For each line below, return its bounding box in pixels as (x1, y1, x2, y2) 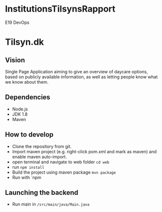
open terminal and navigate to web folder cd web (12, 159, 110, 165)
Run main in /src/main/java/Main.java (12, 201, 90, 207)
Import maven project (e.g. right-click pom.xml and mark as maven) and (12, 148, 157, 154)
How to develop (5, 130, 54, 139)
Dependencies (5, 93, 50, 102)
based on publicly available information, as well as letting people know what (5, 74, 158, 80)
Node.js (12, 106, 28, 112)
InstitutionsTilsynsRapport (5, 3, 116, 15)
